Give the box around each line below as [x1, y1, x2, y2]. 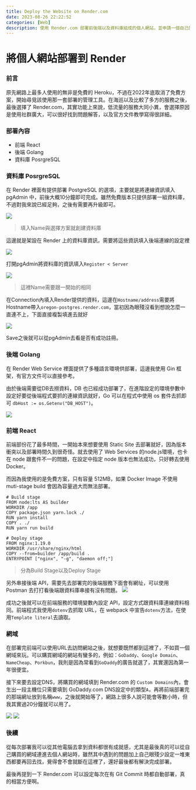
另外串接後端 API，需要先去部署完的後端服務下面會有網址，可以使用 [6, 579, 169, 586]
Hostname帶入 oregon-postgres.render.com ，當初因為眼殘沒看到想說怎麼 [6, 304, 181, 311]
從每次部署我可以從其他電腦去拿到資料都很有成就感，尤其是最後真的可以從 [6, 743, 185, 750]
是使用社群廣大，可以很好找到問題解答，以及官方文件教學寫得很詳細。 [6, 111, 175, 118]
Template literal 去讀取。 [11, 614, 74, 621]
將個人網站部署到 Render [6, 52, 127, 65]
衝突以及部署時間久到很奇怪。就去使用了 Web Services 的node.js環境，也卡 [6, 448, 188, 455]
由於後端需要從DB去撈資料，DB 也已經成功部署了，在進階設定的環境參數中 [6, 384, 185, 391]
